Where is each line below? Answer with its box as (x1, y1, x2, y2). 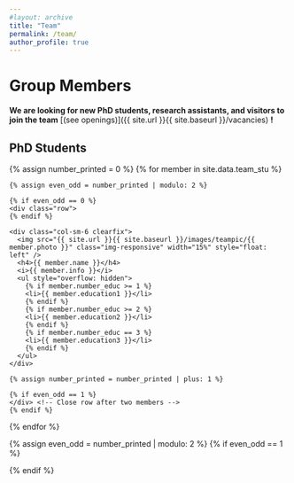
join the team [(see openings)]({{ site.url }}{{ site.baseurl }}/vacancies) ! (9, 114, 274, 125)
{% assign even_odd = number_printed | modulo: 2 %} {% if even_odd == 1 (9, 439, 283, 448)
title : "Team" (9, 21, 62, 30)
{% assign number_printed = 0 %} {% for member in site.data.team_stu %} (9, 164, 282, 174)
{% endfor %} (9, 422, 60, 432)
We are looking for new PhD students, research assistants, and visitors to (9, 105, 285, 116)
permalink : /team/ (9, 29, 77, 38)
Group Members (9, 76, 132, 96)
